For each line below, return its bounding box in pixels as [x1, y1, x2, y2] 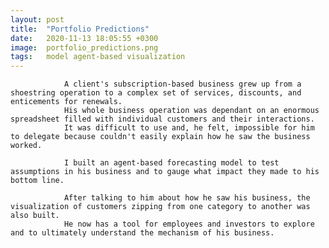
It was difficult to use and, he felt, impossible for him [63, 123, 315, 133]
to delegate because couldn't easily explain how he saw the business [10, 132, 311, 142]
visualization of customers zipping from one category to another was [10, 202, 311, 212]
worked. [10, 141, 43, 151]
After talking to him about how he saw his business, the [63, 193, 311, 203]
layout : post [10, 14, 65, 25]
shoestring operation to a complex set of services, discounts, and [10, 88, 302, 98]
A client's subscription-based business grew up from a [63, 79, 302, 90]
